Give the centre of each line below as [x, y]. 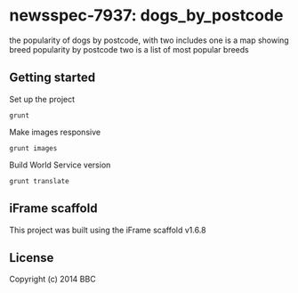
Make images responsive [55, 132]
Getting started [52, 78]
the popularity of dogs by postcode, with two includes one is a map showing [149, 40]
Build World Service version [60, 165]
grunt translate [39, 181]
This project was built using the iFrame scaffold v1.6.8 [108, 230]
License [32, 258]
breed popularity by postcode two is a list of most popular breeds [129, 49]
